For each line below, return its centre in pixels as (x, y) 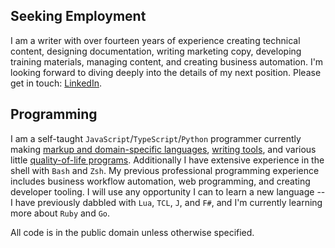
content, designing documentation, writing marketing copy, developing (156, 51)
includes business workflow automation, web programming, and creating (160, 181)
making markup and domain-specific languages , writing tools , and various (163, 149)
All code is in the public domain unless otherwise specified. (132, 232)
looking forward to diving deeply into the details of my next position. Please (166, 72)
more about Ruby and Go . (60, 213)
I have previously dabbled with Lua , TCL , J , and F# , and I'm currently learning (166, 202)
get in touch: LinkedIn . (56, 83)
